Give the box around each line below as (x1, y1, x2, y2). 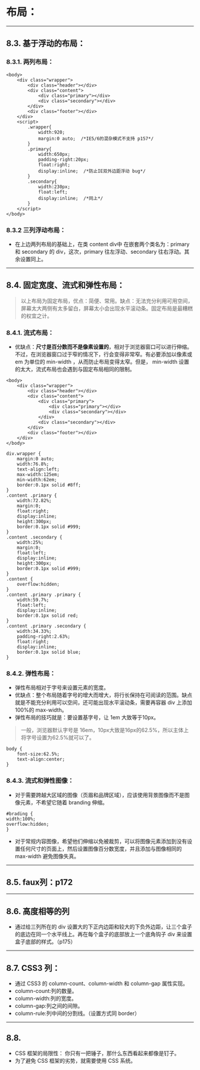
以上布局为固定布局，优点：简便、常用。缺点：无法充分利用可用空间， (20, 297, 193, 305)
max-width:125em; (17, 472, 60, 478)
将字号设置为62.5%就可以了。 (20, 734, 95, 741)
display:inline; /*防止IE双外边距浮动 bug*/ (37, 168, 146, 174)
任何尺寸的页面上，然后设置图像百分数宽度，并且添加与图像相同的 (20, 845, 182, 852)
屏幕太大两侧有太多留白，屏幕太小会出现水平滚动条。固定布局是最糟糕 (20, 305, 193, 312)
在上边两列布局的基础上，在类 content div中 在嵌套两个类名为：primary (14, 240, 190, 248)
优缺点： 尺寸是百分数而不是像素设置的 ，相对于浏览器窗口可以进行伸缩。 (14, 343, 192, 350)
